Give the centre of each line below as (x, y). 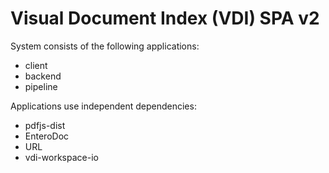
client (36, 65)
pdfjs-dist (45, 125)
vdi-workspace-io (61, 157)
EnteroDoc (47, 136)
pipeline (41, 86)
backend (43, 76)
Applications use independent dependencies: (103, 106)
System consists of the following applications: (105, 46)
